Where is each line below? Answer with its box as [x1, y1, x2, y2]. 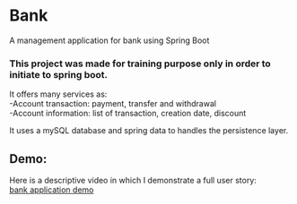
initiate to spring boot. [9, 68, 109, 81]
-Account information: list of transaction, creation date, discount [9, 108, 247, 119]
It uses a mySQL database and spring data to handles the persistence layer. [9, 125, 289, 136]
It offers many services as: [9, 89, 108, 99]
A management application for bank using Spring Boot [9, 35, 210, 46]
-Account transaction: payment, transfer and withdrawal [9, 98, 217, 109]
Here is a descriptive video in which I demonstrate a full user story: [9, 175, 258, 186]
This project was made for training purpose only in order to [9, 57, 271, 70]
